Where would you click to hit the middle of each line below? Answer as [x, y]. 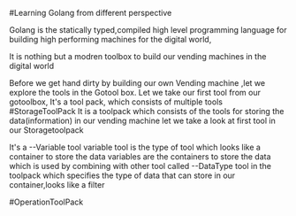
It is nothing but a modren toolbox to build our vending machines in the [138, 56]
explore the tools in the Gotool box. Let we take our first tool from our [135, 93]
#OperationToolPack [46, 202]
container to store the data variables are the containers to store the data [140, 157]
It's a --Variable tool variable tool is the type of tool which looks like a [135, 147]
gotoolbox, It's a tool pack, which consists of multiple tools [116, 102]
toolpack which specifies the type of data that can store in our [122, 175]
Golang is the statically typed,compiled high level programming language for [148, 30]
